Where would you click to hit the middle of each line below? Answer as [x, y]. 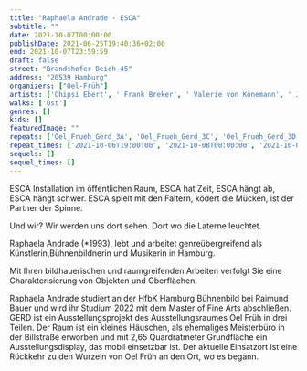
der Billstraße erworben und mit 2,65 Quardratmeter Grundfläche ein [138, 337]
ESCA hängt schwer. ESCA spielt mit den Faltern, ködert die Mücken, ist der [152, 198]
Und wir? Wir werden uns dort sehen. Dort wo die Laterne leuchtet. [136, 226]
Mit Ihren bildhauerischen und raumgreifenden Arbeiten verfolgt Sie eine [146, 270]
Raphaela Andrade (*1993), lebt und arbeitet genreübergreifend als [136, 243]
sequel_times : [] [42, 162]
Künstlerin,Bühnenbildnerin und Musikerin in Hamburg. [112, 253]
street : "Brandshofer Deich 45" [71, 69]
